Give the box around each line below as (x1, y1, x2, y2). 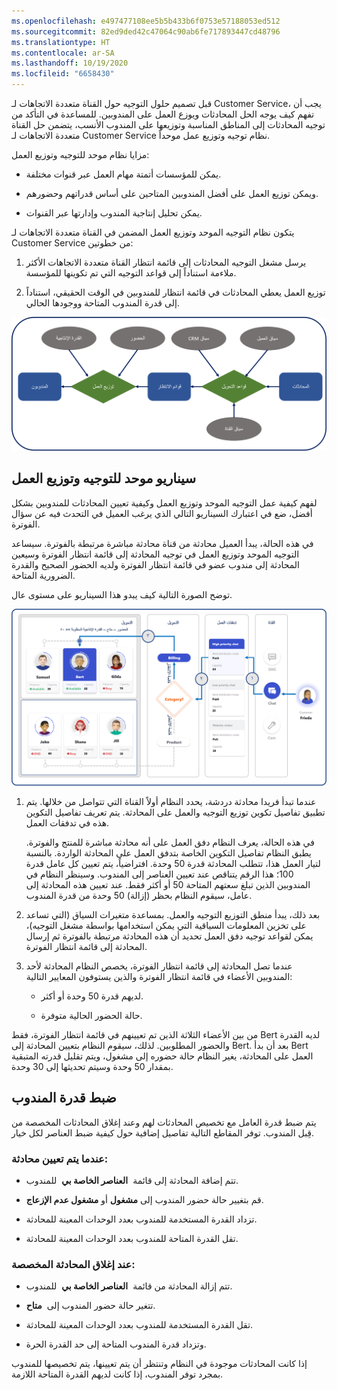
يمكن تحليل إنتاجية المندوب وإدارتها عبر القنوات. (25, 207, 203, 219)
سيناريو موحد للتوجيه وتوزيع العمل (11, 470, 197, 487)
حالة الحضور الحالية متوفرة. (40, 1009, 143, 1021)
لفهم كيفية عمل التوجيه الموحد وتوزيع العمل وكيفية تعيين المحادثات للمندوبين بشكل (11, 496, 318, 509)
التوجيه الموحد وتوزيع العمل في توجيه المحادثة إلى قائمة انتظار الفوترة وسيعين (11, 548, 300, 560)
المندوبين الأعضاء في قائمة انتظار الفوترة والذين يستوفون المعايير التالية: (25, 970, 293, 982)
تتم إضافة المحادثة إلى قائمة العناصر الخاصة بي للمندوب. (25, 1175, 239, 1187)
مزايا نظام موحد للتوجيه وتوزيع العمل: (11, 149, 150, 160)
